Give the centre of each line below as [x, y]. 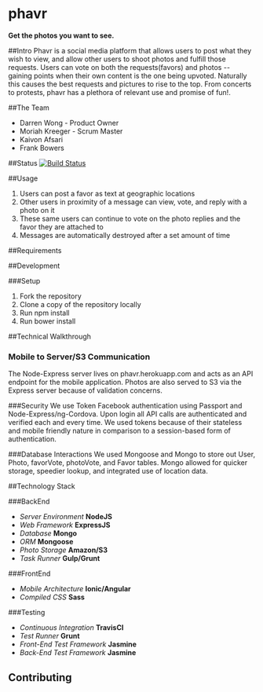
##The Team [29, 108]
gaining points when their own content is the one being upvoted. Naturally [128, 75]
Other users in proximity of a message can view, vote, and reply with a [133, 202]
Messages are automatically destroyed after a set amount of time [124, 235]
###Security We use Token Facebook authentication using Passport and [125, 406]
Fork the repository [51, 296]
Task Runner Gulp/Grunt [60, 558]
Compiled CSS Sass [52, 597]
